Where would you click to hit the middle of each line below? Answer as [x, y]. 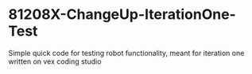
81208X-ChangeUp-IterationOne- [122, 15]
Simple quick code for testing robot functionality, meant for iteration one [126, 53]
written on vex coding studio [55, 61]
